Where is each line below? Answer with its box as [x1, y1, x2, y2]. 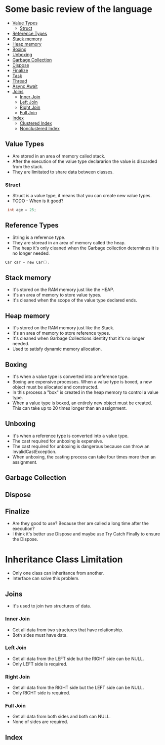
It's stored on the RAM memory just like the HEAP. [12, 287, 115, 293]
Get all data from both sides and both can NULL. [12, 714, 111, 720]
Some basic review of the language [5, 3, 152, 15]
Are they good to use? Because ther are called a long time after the [12, 521, 149, 526]
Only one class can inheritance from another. [12, 570, 104, 576]
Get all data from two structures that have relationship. [12, 627, 124, 633]
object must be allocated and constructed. [12, 384, 99, 390]
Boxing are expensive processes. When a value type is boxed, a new [12, 379, 152, 385]
